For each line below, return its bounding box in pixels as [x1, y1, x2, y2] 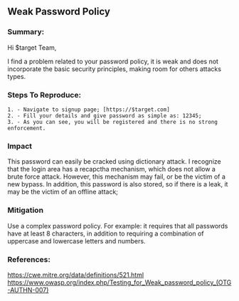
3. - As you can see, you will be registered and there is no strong [7, 118, 218, 125]
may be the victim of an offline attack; [7, 188, 119, 196]
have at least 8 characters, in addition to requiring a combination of [7, 229, 204, 238]
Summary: [7, 27, 45, 37]
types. [7, 72, 26, 80]
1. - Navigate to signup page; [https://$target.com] [7, 106, 171, 113]
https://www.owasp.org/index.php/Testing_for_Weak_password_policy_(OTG [7, 278, 232, 287]
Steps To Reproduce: [7, 90, 82, 100]
